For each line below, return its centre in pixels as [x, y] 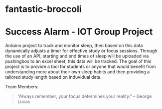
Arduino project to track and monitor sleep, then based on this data [74, 46]
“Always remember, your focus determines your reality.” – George [84, 96]
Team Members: [22, 87]
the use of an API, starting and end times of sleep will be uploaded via [77, 56]
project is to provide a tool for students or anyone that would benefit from [81, 67]
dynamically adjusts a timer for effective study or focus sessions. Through [81, 51]
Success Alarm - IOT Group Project [79, 32]
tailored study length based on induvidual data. [54, 77]
